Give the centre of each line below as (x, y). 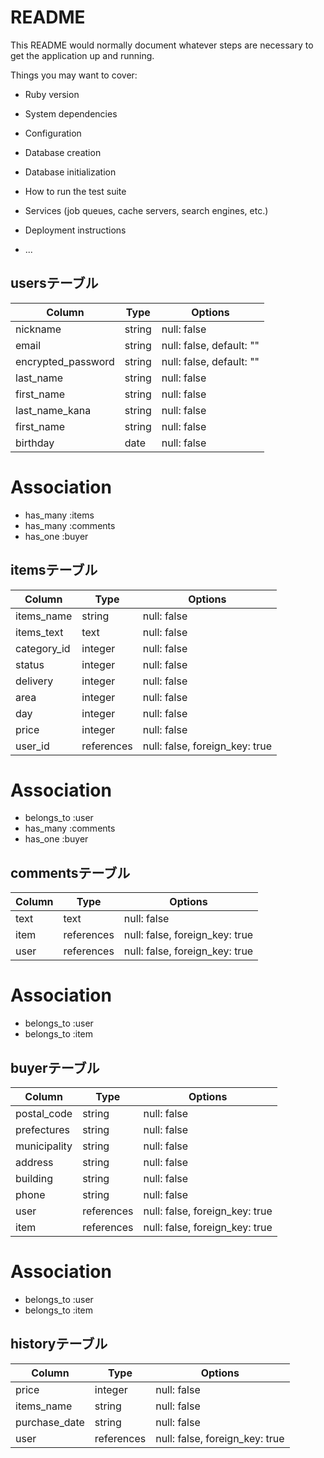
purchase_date (50, 1422)
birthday (35, 443)
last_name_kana (53, 410)
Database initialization (70, 172)
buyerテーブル (55, 1067)
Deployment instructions (75, 230)
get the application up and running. (82, 55)
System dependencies (71, 113)
